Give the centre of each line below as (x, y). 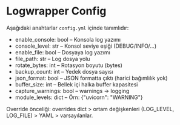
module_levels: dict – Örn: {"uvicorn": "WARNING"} (79, 97)
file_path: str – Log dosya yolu (52, 59)
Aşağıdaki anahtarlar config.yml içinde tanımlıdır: (68, 28)
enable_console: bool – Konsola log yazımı (68, 39)
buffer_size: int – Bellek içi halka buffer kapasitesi (76, 84)
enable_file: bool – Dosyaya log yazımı (63, 52)
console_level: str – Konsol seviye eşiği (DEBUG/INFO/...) (85, 46)
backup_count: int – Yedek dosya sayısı (64, 71)
